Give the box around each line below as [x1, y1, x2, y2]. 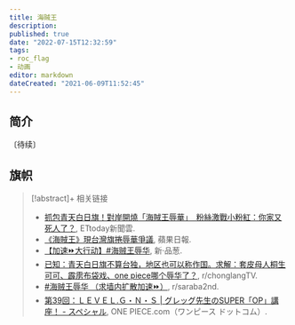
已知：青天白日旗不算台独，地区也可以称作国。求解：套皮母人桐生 [44, 259, 286, 270]
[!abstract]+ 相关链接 [30, 193, 108, 204]
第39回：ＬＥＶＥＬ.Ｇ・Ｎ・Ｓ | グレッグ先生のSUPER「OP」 [44, 295, 271, 306]
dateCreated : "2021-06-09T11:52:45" [9, 79, 145, 88]
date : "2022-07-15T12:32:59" [9, 37, 117, 47]
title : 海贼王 [9, 12, 58, 22]
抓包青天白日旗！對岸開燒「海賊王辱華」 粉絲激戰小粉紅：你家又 [44, 212, 283, 223]
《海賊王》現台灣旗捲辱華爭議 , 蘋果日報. [44, 234, 192, 245]
